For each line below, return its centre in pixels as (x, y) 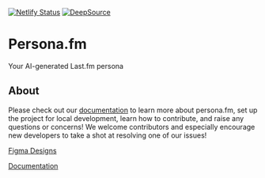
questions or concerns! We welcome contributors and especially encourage (132, 127)
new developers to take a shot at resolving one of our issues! (108, 135)
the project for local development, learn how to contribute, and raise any (126, 118)
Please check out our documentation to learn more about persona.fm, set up (133, 110)
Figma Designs (32, 150)
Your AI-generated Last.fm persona (66, 66)
